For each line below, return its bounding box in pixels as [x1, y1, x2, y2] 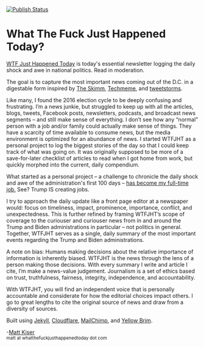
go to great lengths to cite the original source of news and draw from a [6, 298, 184, 306]
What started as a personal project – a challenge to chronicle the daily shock [6, 173, 199, 180]
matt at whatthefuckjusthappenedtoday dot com [6, 335, 108, 341]
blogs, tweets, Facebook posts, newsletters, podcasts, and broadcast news [6, 109, 196, 117]
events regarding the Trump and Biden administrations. [6, 236, 144, 243]
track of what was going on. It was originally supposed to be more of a [6, 148, 184, 155]
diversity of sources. [6, 304, 58, 312]
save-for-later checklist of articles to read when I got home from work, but [6, 154, 193, 162]
